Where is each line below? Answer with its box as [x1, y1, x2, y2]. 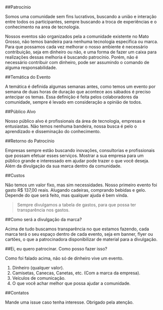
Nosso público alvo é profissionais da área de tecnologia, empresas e [5, 118, 145, 124]
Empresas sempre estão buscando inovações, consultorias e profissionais [5, 148, 155, 153]
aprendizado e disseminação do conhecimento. [5, 129, 101, 134]
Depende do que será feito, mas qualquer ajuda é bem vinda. [5, 193, 129, 198]
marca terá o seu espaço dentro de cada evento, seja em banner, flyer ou [5, 231, 153, 237]
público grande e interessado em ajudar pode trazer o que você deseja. [5, 158, 150, 163]
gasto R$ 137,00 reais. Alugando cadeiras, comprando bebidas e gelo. [5, 187, 146, 193]
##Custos [5, 173, 25, 178]
